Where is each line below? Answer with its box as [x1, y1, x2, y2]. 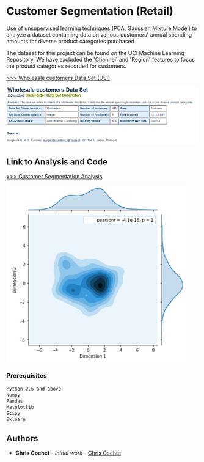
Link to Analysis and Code [6, 156, 108, 167]
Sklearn [6, 417, 26, 423]
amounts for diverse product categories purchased [6, 37, 135, 45]
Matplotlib [6, 405, 34, 411]
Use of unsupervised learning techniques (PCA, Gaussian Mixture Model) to [6, 24, 197, 32]
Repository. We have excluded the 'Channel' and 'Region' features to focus [6, 56, 195, 63]
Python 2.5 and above [6, 386, 62, 392]
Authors [6, 433, 38, 444]
